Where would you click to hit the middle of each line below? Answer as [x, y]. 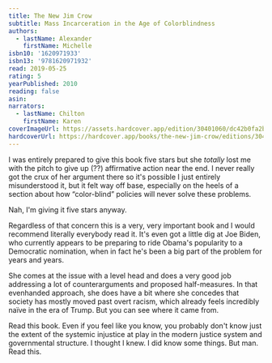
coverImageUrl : [34, 129]
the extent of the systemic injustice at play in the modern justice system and [135, 334]
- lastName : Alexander [54, 38]
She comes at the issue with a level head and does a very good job [120, 275]
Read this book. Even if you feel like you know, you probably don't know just [135, 326]
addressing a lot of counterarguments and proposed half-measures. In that [133, 284]
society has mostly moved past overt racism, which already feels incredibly [134, 301]
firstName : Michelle [57, 46]
